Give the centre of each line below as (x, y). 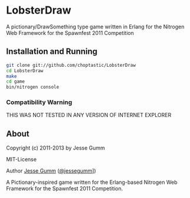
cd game (16, 82)
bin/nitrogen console (33, 87)
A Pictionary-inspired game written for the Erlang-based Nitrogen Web (92, 182)
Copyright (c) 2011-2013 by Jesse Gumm (55, 148)
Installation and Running (52, 52)
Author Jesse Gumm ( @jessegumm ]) (51, 171)
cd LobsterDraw (25, 71)
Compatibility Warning (39, 102)
